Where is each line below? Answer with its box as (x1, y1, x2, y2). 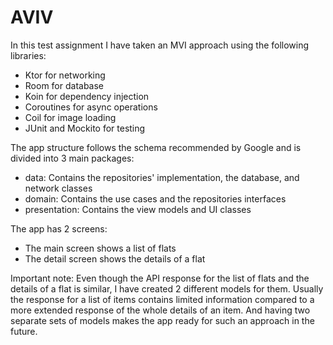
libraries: (10, 49, 47, 61)
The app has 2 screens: (10, 222, 108, 235)
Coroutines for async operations (24, 101, 158, 113)
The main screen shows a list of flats (24, 242, 177, 254)
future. (10, 325, 38, 337)
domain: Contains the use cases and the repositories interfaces (24, 192, 287, 205)
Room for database (24, 79, 105, 91)
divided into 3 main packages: (10, 152, 135, 164)
